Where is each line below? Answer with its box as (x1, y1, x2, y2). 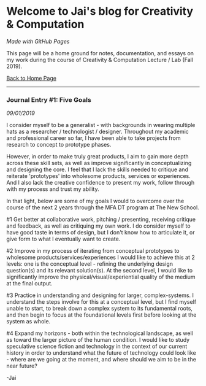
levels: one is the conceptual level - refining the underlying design (6, 260, 174, 268)
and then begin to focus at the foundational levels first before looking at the (6, 311, 197, 318)
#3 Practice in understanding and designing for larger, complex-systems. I (6, 291, 194, 299)
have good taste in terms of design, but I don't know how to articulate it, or (6, 229, 195, 236)
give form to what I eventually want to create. (6, 235, 121, 243)
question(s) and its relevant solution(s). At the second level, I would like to (6, 267, 193, 274)
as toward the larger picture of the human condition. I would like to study (6, 336, 190, 344)
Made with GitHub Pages (6, 37, 70, 45)
